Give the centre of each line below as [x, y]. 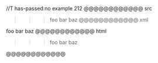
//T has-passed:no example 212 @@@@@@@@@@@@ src [79, 8]
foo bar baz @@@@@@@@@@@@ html [56, 31]
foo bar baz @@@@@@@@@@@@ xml [99, 20]
